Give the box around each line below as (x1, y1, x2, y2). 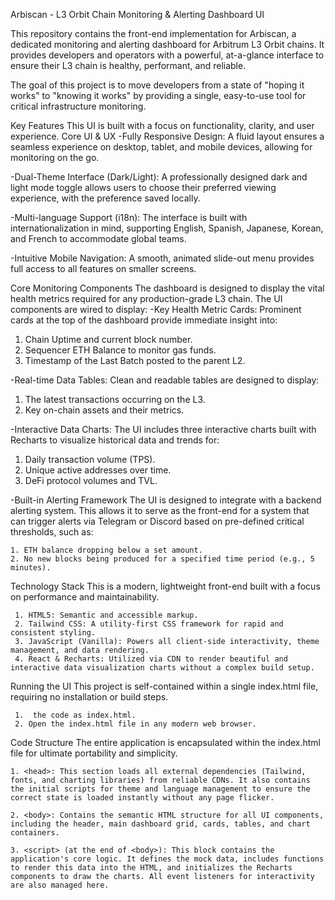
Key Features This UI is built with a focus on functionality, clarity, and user (10, 120, 315, 131)
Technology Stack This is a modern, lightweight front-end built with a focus (10, 580, 321, 592)
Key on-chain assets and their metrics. (24, 404, 185, 416)
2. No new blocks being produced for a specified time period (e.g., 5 (10, 554, 315, 564)
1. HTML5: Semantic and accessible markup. (14, 610, 199, 620)
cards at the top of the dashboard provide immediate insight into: (10, 314, 278, 326)
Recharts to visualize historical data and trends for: (10, 434, 220, 446)
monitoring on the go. (10, 152, 100, 163)
